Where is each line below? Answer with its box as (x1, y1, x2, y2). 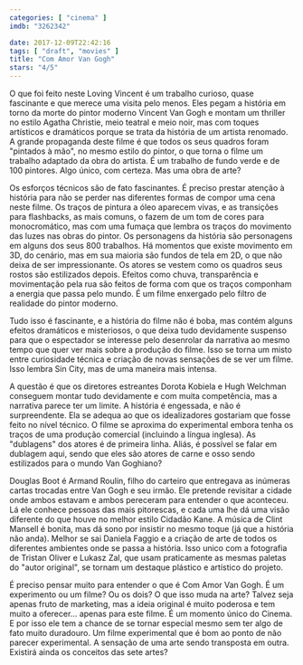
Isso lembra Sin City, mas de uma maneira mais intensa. (9, 364, 217, 374)
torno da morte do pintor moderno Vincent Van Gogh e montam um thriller (9, 108, 286, 118)
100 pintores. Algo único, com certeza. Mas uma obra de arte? (9, 165, 241, 176)
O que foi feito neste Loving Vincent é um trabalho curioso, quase (9, 88, 255, 99)
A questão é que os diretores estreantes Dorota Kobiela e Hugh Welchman (9, 381, 287, 392)
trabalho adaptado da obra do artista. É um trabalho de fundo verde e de (9, 156, 280, 166)
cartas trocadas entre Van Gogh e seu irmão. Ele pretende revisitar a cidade (9, 485, 292, 496)
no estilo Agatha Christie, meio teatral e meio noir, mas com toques (9, 117, 260, 128)
